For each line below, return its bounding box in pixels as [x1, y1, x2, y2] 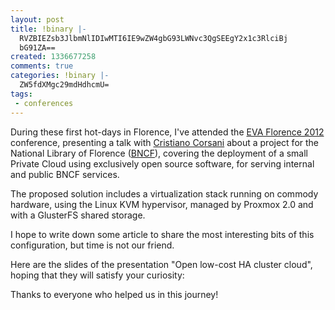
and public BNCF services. [10, 168, 120, 180]
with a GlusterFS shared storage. [10, 209, 146, 221]
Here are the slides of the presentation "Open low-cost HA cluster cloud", [10, 258, 313, 270]
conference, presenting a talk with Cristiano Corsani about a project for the [10, 136, 320, 148]
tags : [10, 89, 33, 99]
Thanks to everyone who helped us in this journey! [10, 288, 219, 300]
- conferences [14, 98, 74, 108]
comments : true [10, 61, 74, 71]
